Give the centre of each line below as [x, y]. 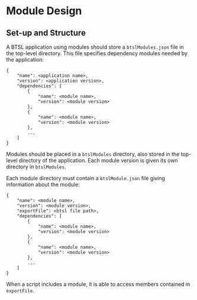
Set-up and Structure [46, 33]
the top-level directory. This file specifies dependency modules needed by [97, 53]
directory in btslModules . [36, 167]
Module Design [44, 11]
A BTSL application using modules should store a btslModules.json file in [95, 47]
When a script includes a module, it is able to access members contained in [98, 284]
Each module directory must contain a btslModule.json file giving [86, 178]
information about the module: [43, 184]
